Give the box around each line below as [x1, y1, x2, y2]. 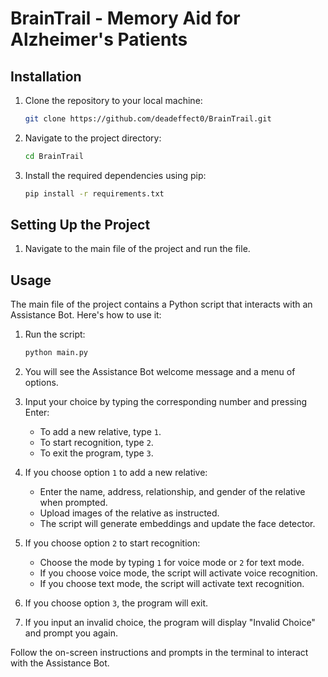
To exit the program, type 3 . [39, 447, 154, 459]
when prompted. [39, 497, 108, 509]
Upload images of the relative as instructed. [39, 507, 220, 519]
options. [24, 377, 59, 389]
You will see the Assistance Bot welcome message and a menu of [24, 366, 296, 378]
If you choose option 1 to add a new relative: [24, 467, 208, 479]
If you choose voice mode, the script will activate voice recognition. [39, 567, 318, 579]
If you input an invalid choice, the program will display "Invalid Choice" [24, 617, 316, 629]
